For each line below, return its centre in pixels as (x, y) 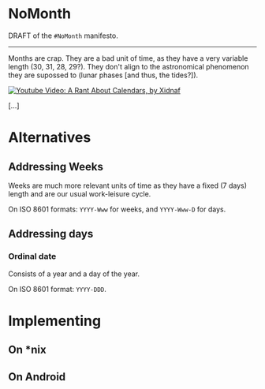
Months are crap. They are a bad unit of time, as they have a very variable (128, 58)
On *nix (27, 350)
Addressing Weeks (56, 166)
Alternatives (50, 138)
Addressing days (51, 234)
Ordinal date (32, 256)
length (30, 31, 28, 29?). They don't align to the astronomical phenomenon (129, 66)
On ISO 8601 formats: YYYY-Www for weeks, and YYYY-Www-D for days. (117, 209)
